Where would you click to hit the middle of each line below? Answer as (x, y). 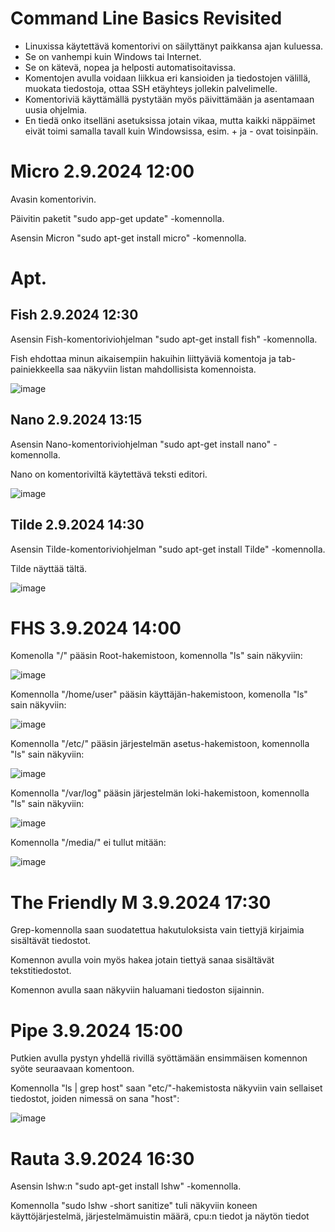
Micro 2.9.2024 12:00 (102, 171)
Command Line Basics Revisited (146, 18)
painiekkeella (37, 369)
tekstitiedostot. (41, 971)
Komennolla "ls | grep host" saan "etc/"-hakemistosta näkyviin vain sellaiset (166, 1088)
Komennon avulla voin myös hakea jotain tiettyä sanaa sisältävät (142, 960)
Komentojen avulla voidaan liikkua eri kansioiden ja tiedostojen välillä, (167, 78)
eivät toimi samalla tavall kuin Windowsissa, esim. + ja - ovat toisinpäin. (171, 131)
